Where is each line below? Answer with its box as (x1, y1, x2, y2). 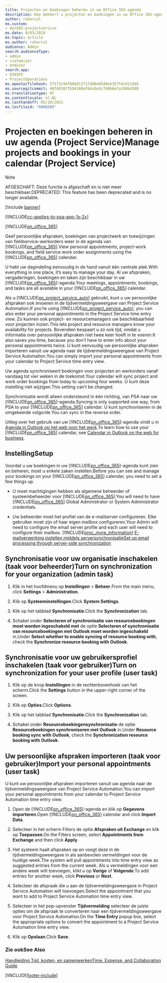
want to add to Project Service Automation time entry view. (12, 893, 133, 899)
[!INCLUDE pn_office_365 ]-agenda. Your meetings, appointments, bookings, (5, 280, 159, 285)
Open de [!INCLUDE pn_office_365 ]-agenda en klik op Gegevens (12, 806, 145, 812)
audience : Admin (5, 44, 39, 49)
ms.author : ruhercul (5, 40, 48, 45)
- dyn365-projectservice (5, 26, 57, 31)
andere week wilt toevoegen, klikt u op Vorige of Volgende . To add (12, 868, 149, 874)
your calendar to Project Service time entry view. (5, 358, 105, 364)
